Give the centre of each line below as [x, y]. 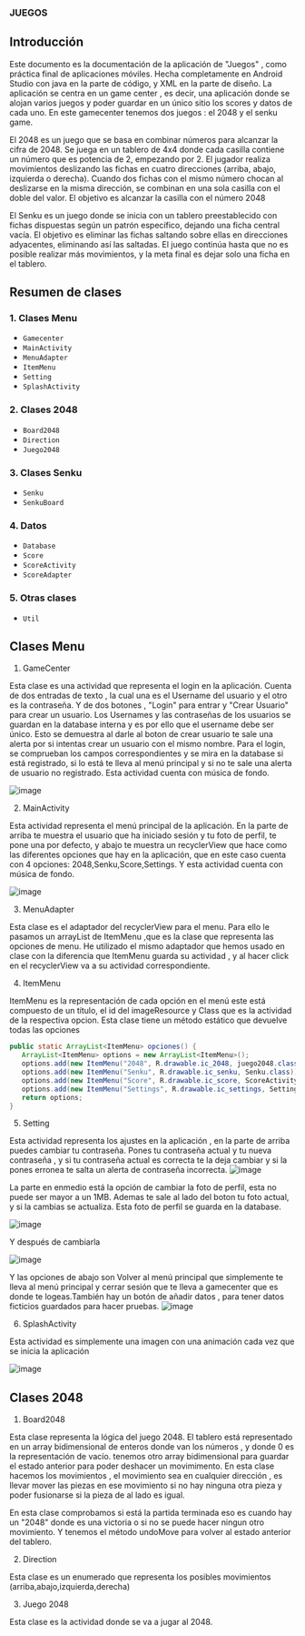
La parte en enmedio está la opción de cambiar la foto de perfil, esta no [143, 1187]
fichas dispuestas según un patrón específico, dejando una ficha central [144, 225]
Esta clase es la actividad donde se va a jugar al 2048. [111, 1622]
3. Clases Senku [46, 472]
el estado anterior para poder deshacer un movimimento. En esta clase [142, 1466]
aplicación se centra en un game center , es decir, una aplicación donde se [150, 93]
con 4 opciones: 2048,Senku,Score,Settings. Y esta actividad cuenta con [147, 864]
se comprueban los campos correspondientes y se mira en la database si [147, 753]
